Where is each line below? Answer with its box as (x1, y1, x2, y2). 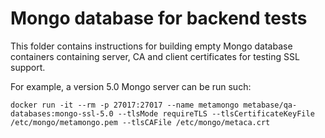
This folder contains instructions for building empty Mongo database (10, 40, 293, 52)
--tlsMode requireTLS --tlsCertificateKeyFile (117, 108, 315, 119)
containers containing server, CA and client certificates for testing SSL (10, 50, 300, 62)
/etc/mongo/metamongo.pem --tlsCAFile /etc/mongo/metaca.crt (10, 117, 271, 127)
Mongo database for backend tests (10, 7, 308, 30)
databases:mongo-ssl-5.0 (10, 108, 114, 119)
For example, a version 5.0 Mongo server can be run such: (10, 80, 252, 92)
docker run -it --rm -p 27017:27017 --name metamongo (10, 100, 240, 110)
